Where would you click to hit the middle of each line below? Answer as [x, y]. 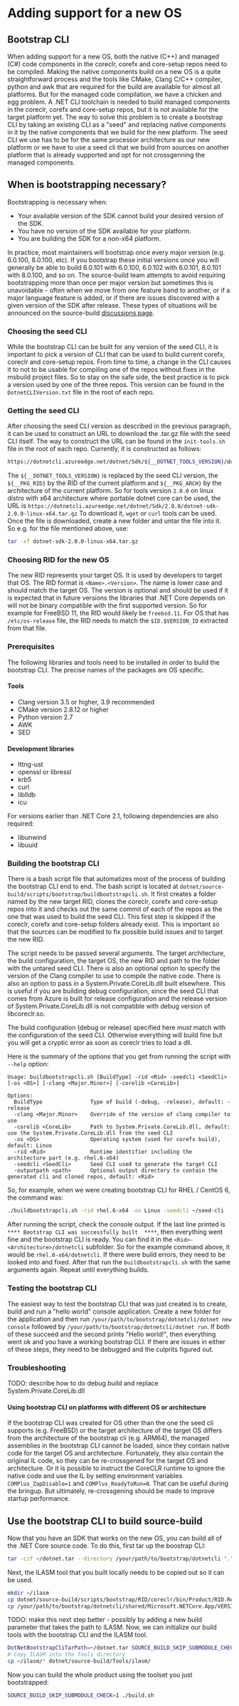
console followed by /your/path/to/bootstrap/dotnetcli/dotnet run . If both [118, 1326]
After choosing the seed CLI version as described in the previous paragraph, [119, 426]
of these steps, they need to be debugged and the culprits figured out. [111, 1349]
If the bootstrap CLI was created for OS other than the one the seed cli [111, 1423]
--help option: [28, 1064]
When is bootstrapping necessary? [87, 185]
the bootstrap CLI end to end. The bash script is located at [93, 886]
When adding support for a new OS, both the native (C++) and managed [113, 56]
